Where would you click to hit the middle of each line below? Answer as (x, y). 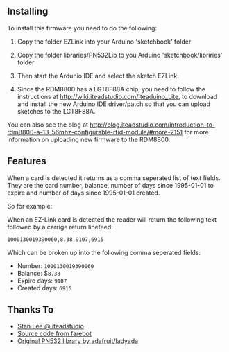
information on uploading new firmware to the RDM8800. (89, 139)
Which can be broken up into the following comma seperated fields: (104, 252)
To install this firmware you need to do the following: (82, 28)
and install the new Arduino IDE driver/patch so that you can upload (113, 104)
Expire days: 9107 (42, 281)
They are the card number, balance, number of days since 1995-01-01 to (110, 185)
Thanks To (31, 310)
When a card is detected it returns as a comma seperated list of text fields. (114, 178)
